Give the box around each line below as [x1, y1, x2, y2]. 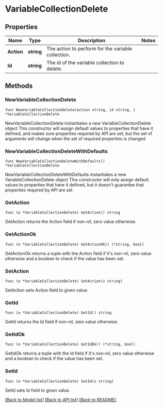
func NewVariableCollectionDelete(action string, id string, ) [5, 107, 136, 112]
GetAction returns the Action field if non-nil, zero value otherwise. [5, 219, 137, 224]
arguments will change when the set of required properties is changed [5, 136, 146, 141]
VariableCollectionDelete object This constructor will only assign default [5, 176, 149, 183]
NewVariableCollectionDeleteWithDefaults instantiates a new [5, 171, 127, 177]
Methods [5, 82, 33, 90]
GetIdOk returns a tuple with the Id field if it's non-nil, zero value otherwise [5, 351, 154, 356]
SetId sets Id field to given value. [5, 387, 70, 393]
